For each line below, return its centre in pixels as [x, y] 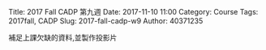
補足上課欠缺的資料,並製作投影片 [63, 37]
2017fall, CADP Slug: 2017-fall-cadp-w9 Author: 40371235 [106, 21]
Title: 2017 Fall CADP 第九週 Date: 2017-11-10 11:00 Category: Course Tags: [133, 12]
